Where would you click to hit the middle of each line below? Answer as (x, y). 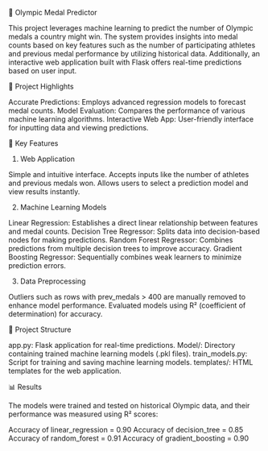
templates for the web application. (65, 371)
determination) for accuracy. (56, 314)
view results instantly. (44, 192)
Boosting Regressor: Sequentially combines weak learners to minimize (125, 257)
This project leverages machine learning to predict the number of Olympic (131, 28)
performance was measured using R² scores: (83, 414)
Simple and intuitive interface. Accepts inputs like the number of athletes (129, 174)
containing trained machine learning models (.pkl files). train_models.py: (128, 354)
